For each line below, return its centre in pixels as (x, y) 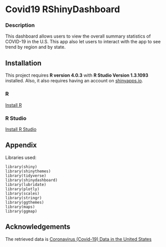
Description (20, 25)
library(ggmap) (21, 211)
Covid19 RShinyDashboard (63, 9)
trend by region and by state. (36, 47)
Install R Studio (21, 129)
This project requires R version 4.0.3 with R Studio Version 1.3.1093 (77, 75)
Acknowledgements (38, 227)
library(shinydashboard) (31, 180)
